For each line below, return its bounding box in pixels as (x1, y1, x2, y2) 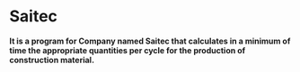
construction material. (9, 54, 95, 65)
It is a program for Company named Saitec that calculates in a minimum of (9, 36, 291, 46)
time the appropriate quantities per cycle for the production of (9, 44, 246, 55)
